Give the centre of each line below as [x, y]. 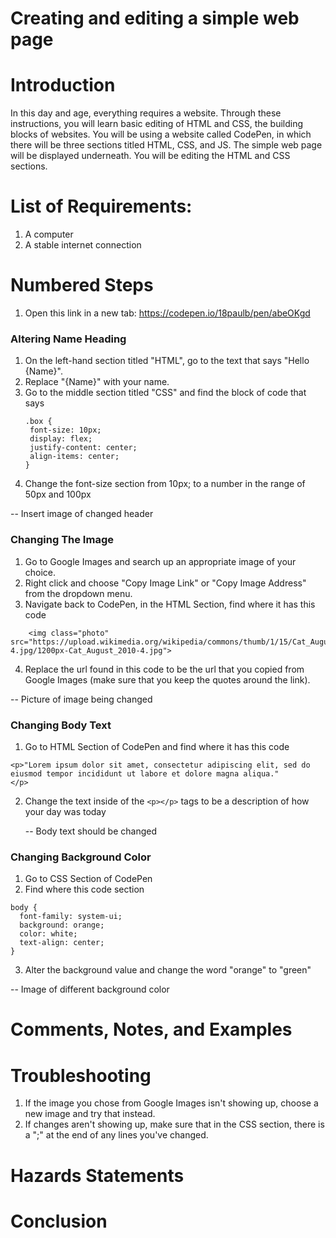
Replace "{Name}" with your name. [97, 382]
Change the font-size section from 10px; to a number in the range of [165, 484]
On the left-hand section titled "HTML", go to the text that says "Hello [167, 361]
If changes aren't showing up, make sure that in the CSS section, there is [174, 1124]
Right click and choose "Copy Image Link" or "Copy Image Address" [165, 583]
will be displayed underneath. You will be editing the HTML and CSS [150, 156]
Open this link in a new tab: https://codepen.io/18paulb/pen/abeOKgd [167, 313]
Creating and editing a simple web [155, 18]
